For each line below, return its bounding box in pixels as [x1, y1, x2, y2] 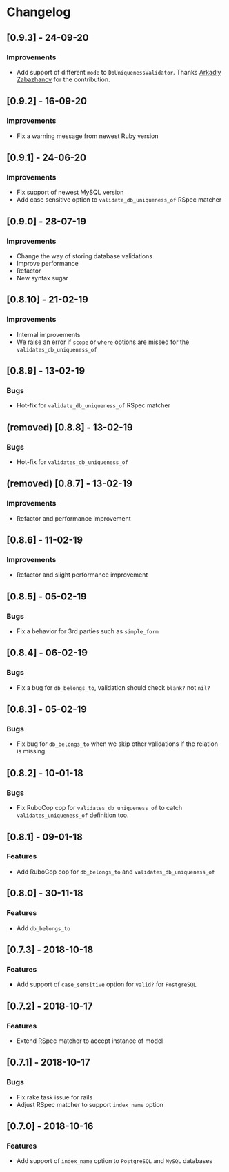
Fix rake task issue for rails [16, 1093, 93, 1102]
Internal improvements [16, 330, 81, 338]
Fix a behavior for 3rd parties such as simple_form [16, 627, 159, 635]
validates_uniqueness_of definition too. [16, 811, 129, 819]
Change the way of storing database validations [16, 251, 153, 260]
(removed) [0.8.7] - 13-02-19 [6, 478, 132, 490]
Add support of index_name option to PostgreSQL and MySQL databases [16, 1157, 213, 1165]
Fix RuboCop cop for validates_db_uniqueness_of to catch [16, 804, 183, 812]
